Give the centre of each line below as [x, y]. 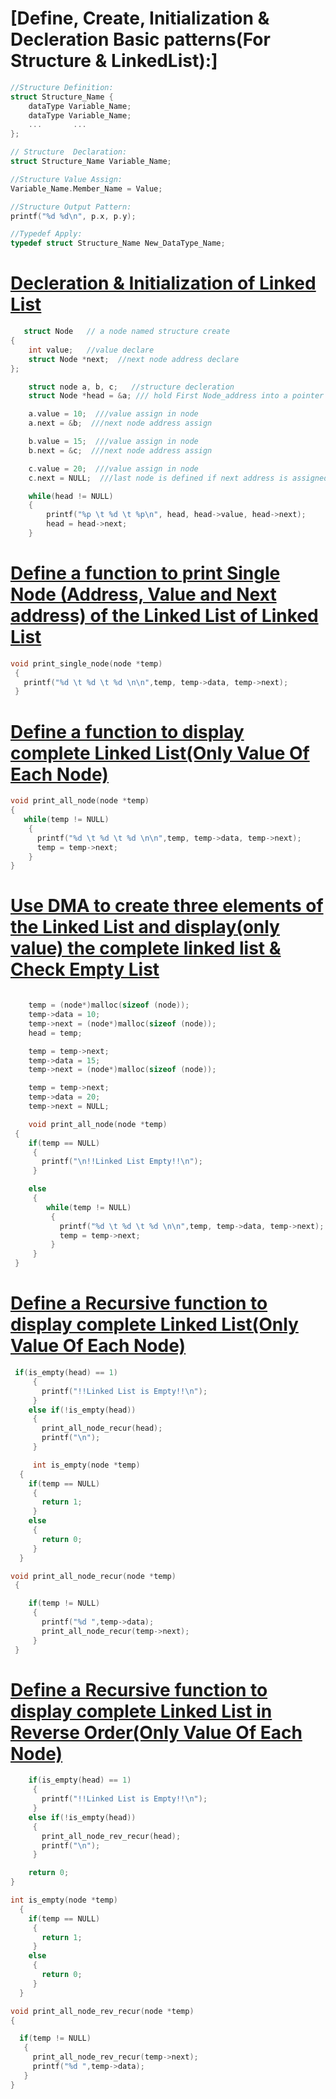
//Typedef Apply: [46, 234]
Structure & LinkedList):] [114, 61]
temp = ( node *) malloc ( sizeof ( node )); [109, 1005]
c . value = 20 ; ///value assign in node [113, 468]
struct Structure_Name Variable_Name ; [91, 162]
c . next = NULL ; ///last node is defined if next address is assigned [178, 478]
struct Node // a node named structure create [126, 332]
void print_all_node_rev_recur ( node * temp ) [102, 2011]
